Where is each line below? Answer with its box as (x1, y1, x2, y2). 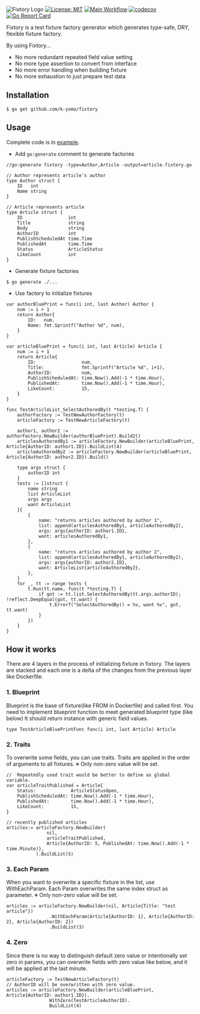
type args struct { (17, 465, 66, 471)
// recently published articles (6, 819, 87, 825)
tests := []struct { (17, 480, 68, 486)
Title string (17, 220, 85, 226)
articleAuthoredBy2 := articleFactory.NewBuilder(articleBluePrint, (17, 449, 192, 455)
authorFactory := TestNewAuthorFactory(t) (17, 412, 125, 418)
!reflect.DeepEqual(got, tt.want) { (6, 596, 98, 602)
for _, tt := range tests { (17, 580, 87, 587)
